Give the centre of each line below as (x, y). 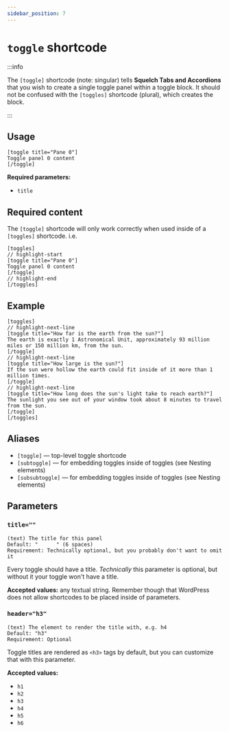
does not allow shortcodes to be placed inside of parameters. (94, 597)
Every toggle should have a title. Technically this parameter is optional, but (112, 569)
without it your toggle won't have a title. (63, 576)
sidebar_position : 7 (37, 13)
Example (26, 306)
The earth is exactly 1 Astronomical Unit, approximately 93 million (109, 340)
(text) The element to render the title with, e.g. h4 (87, 627)
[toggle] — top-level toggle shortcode (72, 455)
